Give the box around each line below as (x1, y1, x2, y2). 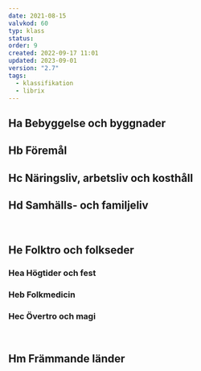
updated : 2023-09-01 (8, 57, 78, 65)
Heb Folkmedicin (8, 289, 76, 300)
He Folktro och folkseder (8, 243, 134, 257)
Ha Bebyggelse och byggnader (8, 116, 166, 130)
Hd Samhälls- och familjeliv (8, 198, 149, 212)
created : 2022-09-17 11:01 (8, 49, 99, 57)
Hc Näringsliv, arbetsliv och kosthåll (8, 171, 194, 185)
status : (8, 34, 35, 43)
